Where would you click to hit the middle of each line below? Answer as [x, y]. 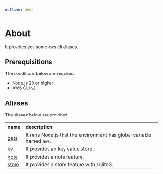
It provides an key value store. [59, 149]
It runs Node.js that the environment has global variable [89, 135]
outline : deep [19, 9]
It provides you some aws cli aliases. [42, 47]
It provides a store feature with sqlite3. [69, 165]
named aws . [39, 141]
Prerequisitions [29, 62]
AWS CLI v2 [24, 88]
